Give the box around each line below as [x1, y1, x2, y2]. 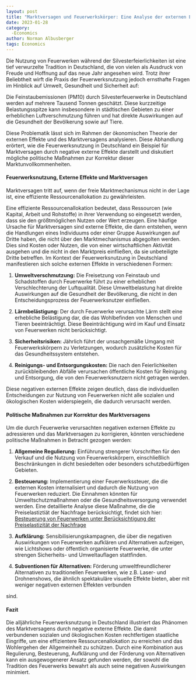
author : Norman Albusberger [6, 36, 75, 42]
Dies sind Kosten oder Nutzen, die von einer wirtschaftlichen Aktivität [6, 242, 173, 249]
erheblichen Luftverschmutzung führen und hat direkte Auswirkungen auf [6, 112, 183, 119]
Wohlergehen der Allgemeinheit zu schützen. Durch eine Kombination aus [6, 644, 183, 651]
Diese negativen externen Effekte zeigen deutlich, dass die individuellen [6, 385, 179, 392]
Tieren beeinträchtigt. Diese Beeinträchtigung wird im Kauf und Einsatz [14, 320, 185, 327]
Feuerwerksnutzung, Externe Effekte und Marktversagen [6, 174, 148, 181]
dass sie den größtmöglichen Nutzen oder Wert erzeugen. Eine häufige [6, 217, 177, 224]
